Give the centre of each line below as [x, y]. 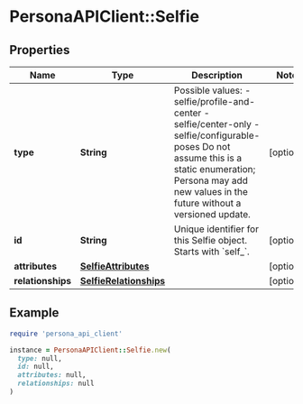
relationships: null [56, 384]
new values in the [211, 192]
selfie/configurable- [217, 135]
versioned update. [212, 214]
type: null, [40, 358]
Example [34, 313]
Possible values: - [212, 90]
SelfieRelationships [123, 281]
